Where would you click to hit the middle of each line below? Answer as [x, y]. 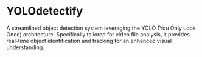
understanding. [25, 47]
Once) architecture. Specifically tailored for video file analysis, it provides [98, 34]
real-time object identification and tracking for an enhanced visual [89, 41]
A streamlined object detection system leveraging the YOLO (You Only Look [101, 28]
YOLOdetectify [45, 11]
